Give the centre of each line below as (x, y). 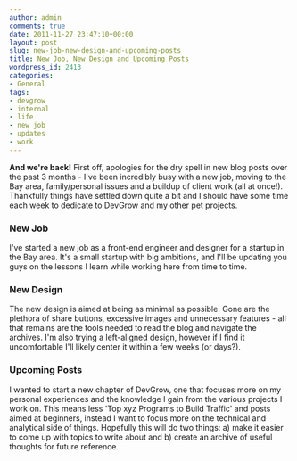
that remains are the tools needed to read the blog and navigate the (133, 328)
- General (28, 84)
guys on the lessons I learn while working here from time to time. (128, 267)
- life (21, 117)
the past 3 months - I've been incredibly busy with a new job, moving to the (148, 177)
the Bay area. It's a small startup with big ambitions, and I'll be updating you (148, 257)
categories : (31, 76)
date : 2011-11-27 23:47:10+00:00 (71, 34)
